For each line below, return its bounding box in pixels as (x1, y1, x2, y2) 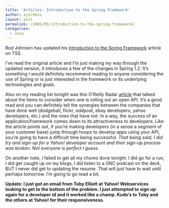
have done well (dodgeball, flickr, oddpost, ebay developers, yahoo (5, 107, 146, 113)
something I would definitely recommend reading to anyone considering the (5, 71, 164, 76)
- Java (10, 31, 24, 36)
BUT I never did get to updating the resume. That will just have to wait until (5, 165, 161, 172)
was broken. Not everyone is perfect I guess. (5, 145, 99, 151)
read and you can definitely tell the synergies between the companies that (5, 102, 160, 108)
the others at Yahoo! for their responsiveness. (5, 197, 105, 203)
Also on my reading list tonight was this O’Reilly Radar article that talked (5, 92, 155, 97)
